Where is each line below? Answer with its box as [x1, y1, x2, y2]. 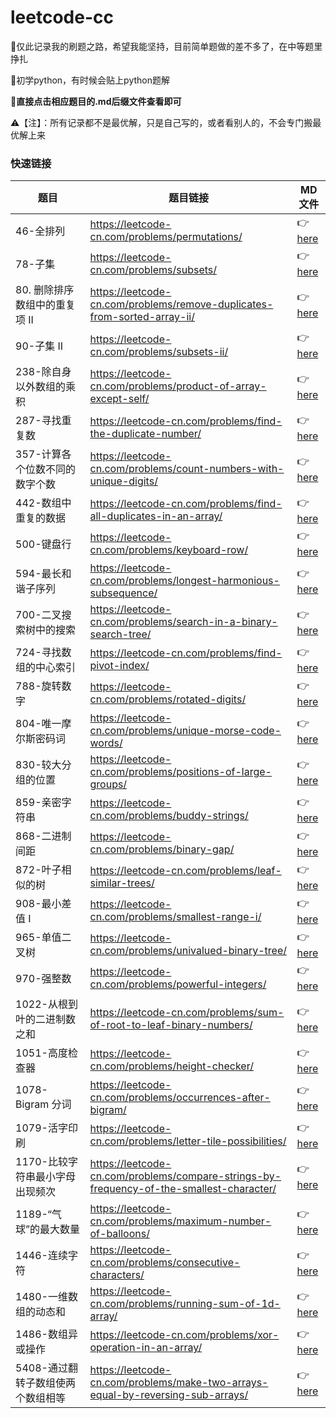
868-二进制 [15, 829, 72, 843]
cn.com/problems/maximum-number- [89, 1214, 272, 1228]
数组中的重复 [15, 298, 77, 312]
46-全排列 [15, 224, 66, 238]
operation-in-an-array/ [89, 1341, 203, 1355]
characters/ [89, 1268, 145, 1282]
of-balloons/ [89, 1227, 150, 1241]
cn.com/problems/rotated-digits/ [89, 692, 247, 706]
